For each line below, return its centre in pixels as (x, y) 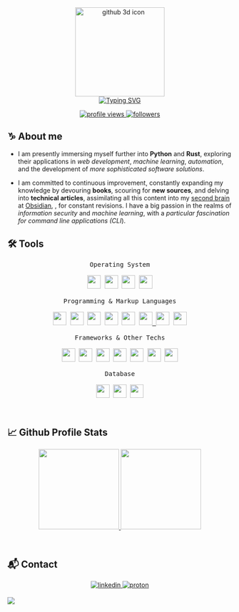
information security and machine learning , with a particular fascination (123, 213)
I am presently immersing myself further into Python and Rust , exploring (124, 153)
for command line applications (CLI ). (72, 220)
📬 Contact (32, 564)
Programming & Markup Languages (120, 301)
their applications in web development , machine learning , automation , (121, 161)
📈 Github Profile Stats (58, 433)
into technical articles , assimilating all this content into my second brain (124, 198)
